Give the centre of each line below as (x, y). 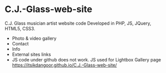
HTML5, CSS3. (20, 28)
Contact (20, 43)
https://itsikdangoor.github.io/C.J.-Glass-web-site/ (64, 65)
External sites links (31, 54)
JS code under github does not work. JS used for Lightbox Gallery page (87, 59)
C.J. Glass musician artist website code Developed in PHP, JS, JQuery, (78, 23)
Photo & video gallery (34, 38)
